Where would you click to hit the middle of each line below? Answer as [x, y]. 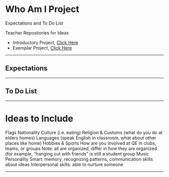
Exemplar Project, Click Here [42, 48]
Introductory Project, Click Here [45, 42]
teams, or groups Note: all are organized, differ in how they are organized [81, 148]
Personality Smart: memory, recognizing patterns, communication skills [79, 159]
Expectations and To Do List [34, 23]
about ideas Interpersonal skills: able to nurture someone [64, 164]
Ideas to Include [39, 118]
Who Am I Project [42, 9]
